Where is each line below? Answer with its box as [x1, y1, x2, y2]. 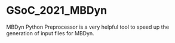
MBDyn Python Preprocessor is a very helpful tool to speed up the [6, 23, 169, 30]
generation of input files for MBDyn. [6, 29, 94, 36]
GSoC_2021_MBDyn [6, 4, 108, 17]
